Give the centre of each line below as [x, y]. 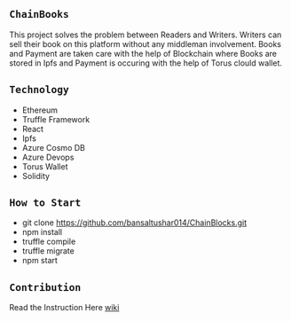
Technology [39, 90]
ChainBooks [39, 15]
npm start [39, 261]
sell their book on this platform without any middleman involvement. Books [145, 43]
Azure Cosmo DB [54, 147]
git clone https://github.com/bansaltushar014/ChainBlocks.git [134, 223]
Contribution [45, 287]
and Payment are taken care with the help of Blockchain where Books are [143, 53]
